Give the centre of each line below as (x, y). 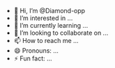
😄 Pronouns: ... (36, 51)
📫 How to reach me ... (46, 41)
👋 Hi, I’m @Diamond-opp (49, 11)
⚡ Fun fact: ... (33, 58)
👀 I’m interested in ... (43, 18)
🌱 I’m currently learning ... (51, 25)
